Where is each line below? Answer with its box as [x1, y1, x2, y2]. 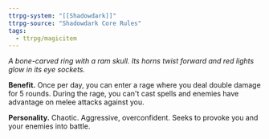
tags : [8, 27, 26, 35]
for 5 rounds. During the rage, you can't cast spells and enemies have [8, 89, 239, 99]
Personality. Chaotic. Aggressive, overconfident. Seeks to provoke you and [8, 113, 259, 123]
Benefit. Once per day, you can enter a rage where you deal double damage [8, 80, 261, 90]
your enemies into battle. [8, 121, 91, 131]
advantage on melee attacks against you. [8, 97, 145, 107]
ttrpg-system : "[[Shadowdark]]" [8, 11, 116, 20]
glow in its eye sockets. [8, 65, 86, 75]
